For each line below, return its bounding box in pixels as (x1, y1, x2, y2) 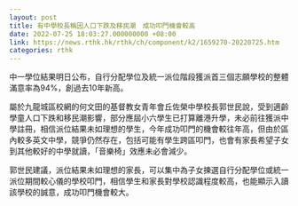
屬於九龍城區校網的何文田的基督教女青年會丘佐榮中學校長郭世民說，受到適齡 (9, 101, 289, 112)
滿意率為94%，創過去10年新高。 (9, 83, 129, 93)
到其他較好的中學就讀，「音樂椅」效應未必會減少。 (9, 146, 192, 156)
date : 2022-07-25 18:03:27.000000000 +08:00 (9, 29, 176, 38)
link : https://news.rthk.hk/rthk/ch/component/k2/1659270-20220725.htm (9, 37, 279, 47)
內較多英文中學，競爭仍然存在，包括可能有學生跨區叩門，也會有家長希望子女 (9, 135, 289, 146)
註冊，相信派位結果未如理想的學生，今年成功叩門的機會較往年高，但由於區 (16, 123, 289, 134)
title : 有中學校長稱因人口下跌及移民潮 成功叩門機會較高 (9, 21, 196, 30)
